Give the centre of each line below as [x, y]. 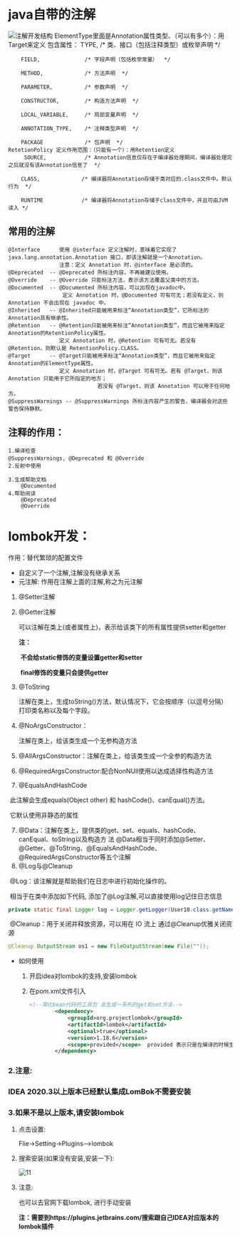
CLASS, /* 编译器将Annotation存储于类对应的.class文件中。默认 [126, 179]
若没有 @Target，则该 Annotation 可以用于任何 [161, 386]
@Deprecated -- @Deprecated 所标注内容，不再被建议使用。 [90, 272]
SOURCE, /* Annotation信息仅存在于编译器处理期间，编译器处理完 [128, 158]
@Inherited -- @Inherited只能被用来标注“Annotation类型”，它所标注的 [109, 310]
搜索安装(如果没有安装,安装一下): [66, 1159]
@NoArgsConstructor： [53, 725]
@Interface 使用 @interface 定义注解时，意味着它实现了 [93, 250]
